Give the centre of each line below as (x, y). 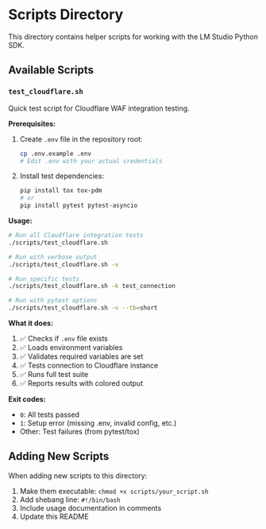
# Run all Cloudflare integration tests (76, 235)
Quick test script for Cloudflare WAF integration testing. (99, 108)
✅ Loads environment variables (71, 347)
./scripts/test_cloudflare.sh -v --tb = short (83, 308)
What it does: (31, 323)
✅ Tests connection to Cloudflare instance (89, 365)
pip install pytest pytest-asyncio (79, 206)
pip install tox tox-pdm (61, 191)
